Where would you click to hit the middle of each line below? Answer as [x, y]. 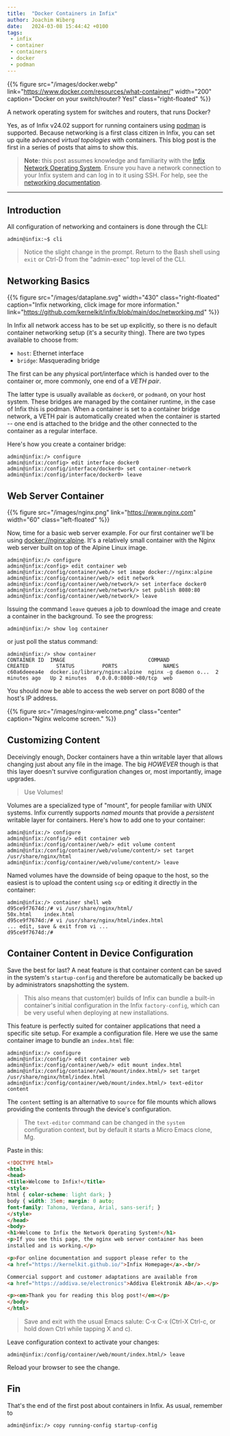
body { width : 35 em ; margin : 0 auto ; [61, 1201]
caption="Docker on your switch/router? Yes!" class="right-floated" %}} [109, 99]
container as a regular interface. [52, 431]
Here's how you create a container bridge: [67, 444]
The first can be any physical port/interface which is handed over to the [108, 374]
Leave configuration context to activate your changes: [83, 1342]
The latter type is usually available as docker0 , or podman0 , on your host [106, 395]
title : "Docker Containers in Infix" [62, 13]
